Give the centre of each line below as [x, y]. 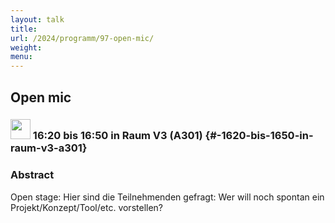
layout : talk [37, 19]
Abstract [32, 175]
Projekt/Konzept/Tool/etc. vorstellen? [87, 207]
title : [24, 29]
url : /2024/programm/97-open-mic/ [82, 38]
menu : [21, 57]
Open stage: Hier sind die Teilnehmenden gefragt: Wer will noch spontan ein [167, 197]
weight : [26, 47]
